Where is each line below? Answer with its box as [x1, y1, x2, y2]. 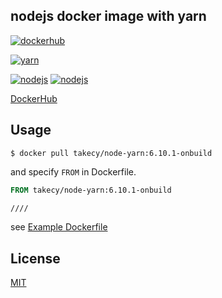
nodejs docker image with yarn [10, 8, 207, 25]
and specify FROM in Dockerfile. [10, 165, 137, 178]
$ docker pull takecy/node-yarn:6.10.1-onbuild [10, 148, 213, 158]
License [10, 250, 61, 267]
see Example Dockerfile [10, 221, 108, 233]
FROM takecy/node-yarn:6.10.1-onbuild [10, 185, 172, 195]
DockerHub [10, 92, 58, 104]
